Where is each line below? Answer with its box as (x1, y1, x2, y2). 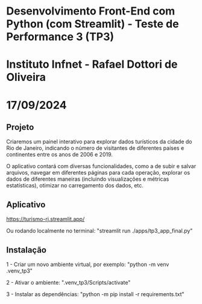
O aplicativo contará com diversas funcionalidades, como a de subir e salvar (6, 163, 197, 170)
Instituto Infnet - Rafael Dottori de (6, 57, 178, 71)
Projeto (6, 122, 34, 132)
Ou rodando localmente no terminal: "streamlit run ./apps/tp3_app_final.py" (6, 227, 193, 234)
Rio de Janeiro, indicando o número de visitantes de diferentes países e (6, 144, 185, 152)
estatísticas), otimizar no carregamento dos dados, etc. (6, 182, 144, 189)
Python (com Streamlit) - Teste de (6, 17, 179, 31)
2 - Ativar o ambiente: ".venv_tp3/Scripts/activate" (6, 279, 131, 286)
